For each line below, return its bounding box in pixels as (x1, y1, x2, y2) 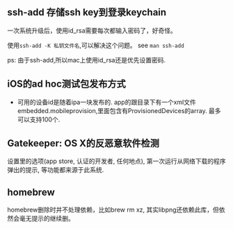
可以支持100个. (17, 115, 61, 124)
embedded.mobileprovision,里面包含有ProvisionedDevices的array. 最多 (17, 106, 221, 114)
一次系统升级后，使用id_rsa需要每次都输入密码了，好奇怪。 (7, 26, 177, 35)
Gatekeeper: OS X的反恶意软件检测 (7, 137, 160, 149)
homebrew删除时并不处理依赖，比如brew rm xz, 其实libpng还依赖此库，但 (7, 205, 219, 214)
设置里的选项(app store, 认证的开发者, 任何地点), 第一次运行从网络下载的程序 (7, 157, 226, 165)
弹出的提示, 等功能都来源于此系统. (7, 166, 104, 174)
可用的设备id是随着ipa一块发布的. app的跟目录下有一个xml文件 (17, 98, 196, 106)
